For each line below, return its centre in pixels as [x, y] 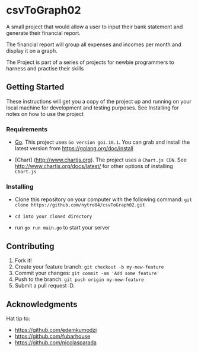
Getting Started [35, 87]
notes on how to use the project [45, 114]
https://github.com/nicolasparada [55, 342]
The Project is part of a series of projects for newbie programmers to [90, 62]
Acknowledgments [42, 304]
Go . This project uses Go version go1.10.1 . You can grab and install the [102, 142]
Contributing [30, 246]
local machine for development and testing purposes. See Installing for [92, 108]
